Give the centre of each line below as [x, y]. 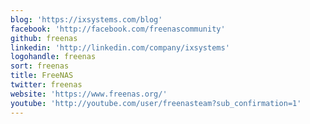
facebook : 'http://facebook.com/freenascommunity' [118, 29]
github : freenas [44, 38]
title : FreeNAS [42, 76]
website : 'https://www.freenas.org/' [89, 94]
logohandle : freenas [53, 57]
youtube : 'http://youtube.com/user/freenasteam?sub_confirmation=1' [156, 103]
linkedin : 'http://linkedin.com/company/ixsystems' [120, 47]
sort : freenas [40, 66]
